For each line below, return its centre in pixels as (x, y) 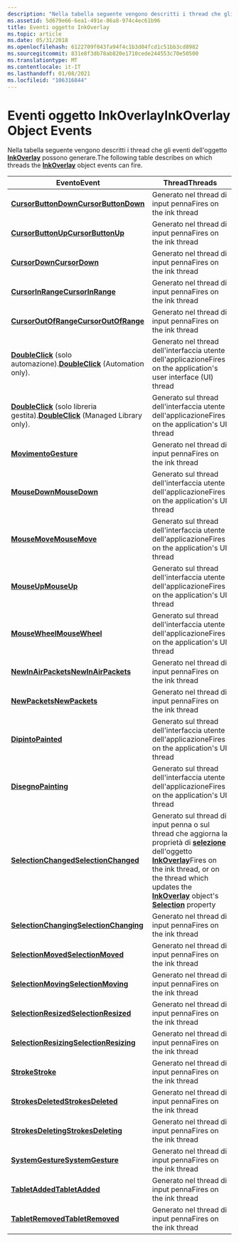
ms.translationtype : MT (43, 60)
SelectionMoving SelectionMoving (70, 984)
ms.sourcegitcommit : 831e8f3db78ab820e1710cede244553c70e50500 (103, 54)
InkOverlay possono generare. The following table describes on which (110, 158)
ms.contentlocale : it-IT (44, 67)
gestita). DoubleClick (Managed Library (76, 416)
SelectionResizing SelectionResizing (73, 1043)
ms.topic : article (34, 34)
